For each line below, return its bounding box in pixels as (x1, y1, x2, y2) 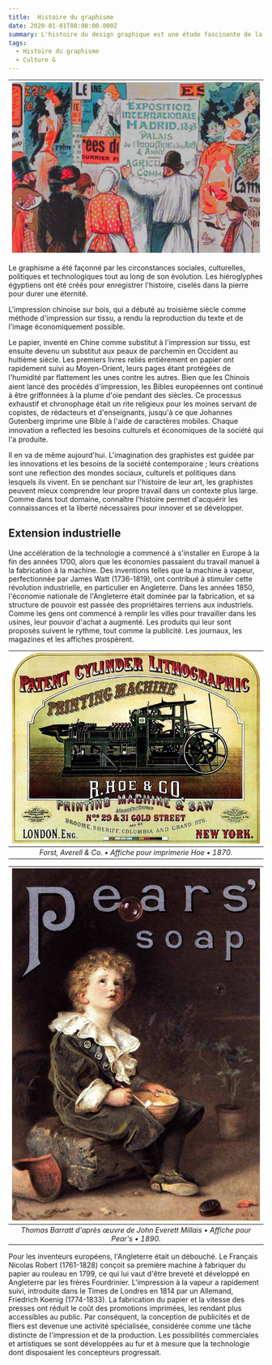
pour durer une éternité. (8, 288, 88, 298)
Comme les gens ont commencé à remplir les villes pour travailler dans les (8, 608, 257, 618)
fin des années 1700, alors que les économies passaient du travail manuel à (8, 556, 261, 566)
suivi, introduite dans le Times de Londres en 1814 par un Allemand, (8, 1286, 234, 1296)
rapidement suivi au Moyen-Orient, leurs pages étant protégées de (8, 363, 232, 373)
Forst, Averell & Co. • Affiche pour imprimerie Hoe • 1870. (39, 848, 233, 857)
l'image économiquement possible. (8, 322, 125, 331)
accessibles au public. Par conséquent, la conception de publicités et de (8, 1312, 250, 1322)
